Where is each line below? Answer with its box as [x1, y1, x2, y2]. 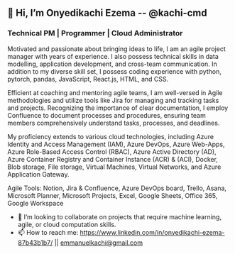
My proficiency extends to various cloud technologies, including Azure [7, 132, 214, 140]
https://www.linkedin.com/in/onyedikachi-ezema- [80, 228, 225, 236]
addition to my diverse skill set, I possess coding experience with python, [7, 67, 222, 75]
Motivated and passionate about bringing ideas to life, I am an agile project [7, 44, 226, 53]
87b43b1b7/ [17, 238, 53, 247]
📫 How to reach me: [17, 228, 79, 236]
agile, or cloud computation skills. [17, 220, 116, 228]
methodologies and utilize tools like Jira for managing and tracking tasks [7, 96, 219, 104]
